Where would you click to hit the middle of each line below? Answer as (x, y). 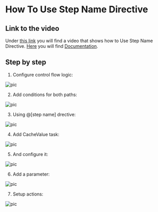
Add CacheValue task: (36, 134)
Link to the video (32, 28)
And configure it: (30, 154)
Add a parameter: (31, 174)
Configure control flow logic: (43, 74)
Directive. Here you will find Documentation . (52, 46)
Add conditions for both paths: (45, 94)
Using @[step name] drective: (44, 114)
